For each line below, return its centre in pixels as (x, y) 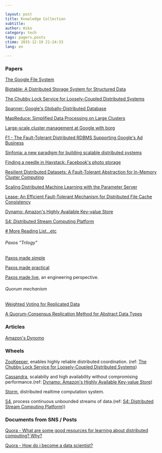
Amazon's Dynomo (25, 337)
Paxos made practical (27, 267)
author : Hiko (19, 28)
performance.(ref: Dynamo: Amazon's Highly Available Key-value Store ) (79, 382)
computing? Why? (24, 436)
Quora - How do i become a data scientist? (49, 445)
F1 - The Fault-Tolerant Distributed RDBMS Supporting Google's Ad (74, 137)
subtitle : (15, 23)
